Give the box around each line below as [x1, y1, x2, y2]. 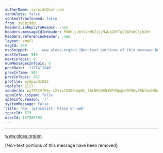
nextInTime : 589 [5, 52, 38, 57]
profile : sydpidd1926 [5, 79, 49, 84]
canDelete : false [5, 12, 40, 16]
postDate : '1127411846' [5, 66, 53, 71]
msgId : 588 [5, 43, 27, 48]
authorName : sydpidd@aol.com [5, 7, 64, 12]
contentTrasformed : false [5, 16, 57, 21]
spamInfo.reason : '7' [5, 97, 49, 102]
